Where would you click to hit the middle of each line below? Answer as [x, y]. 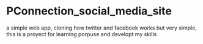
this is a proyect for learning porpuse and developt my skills [82, 34]
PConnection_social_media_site [89, 11]
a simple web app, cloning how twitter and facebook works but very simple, [102, 28]
